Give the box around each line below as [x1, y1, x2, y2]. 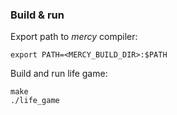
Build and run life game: [10, 68, 108, 80]
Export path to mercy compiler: [10, 31, 138, 43]
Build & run [10, 8, 65, 22]
